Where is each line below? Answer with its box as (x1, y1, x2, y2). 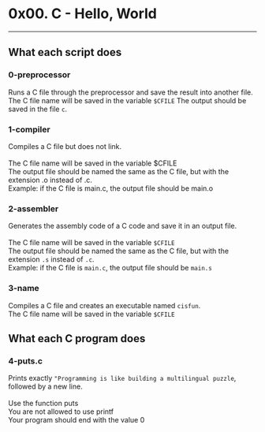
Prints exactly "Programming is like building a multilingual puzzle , (8, 374, 237, 383)
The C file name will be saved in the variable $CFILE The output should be (8, 95, 247, 105)
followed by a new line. (8, 382, 83, 391)
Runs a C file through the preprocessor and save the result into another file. (8, 88, 254, 97)
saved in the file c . (8, 104, 68, 114)
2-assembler (8, 203, 59, 214)
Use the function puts (8, 399, 79, 408)
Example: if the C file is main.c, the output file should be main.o (8, 183, 214, 193)
